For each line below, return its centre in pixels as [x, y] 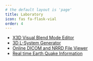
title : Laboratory [24, 14]
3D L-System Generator [37, 43]
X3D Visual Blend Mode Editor [43, 38]
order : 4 [14, 24]
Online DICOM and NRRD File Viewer [50, 48]
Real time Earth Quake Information [47, 54]
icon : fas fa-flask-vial [31, 19]
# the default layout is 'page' [39, 10]
